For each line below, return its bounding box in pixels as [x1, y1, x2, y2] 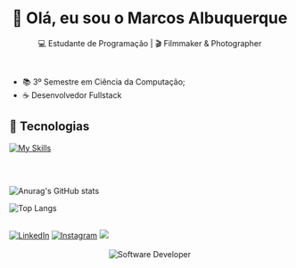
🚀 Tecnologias [9, 119, 90, 134]
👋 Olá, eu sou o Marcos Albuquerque [12, 8, 288, 28]
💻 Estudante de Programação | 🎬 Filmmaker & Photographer [37, 37, 262, 48]
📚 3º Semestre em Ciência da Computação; [21, 76, 185, 87]
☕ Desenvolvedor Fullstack [21, 89, 122, 101]
